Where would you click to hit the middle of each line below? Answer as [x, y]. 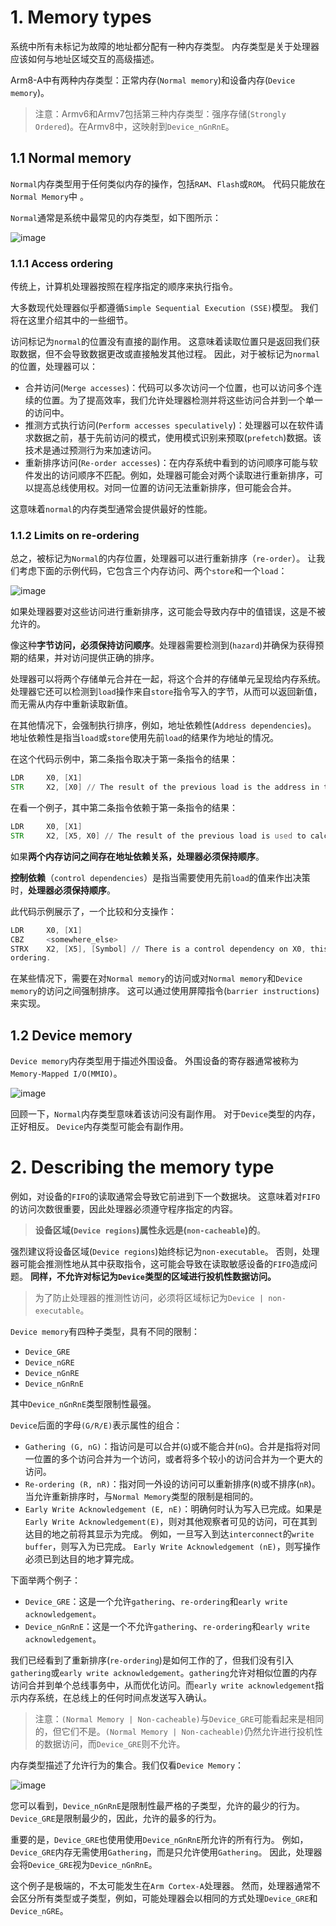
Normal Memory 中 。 [50, 196]
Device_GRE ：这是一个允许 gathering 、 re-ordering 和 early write [156, 1602]
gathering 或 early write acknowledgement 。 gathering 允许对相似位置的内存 [164, 1673]
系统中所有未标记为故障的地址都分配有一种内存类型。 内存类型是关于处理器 [165, 46]
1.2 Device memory [71, 1035]
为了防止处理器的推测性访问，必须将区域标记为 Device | [149, 1298]
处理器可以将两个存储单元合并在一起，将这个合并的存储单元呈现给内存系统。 [168, 679]
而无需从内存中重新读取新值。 [71, 704]
